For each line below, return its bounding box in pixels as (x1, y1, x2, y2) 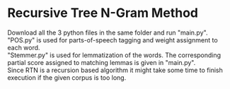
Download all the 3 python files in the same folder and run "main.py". (7, 28, 208, 37)
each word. (7, 43, 40, 52)
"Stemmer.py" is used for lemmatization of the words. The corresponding (7, 51, 222, 59)
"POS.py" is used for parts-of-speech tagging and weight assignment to (7, 35, 218, 44)
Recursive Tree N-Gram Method (7, 5, 198, 21)
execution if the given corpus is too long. (7, 73, 127, 82)
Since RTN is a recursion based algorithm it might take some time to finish (7, 66, 223, 74)
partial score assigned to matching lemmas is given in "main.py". (7, 58, 196, 66)
